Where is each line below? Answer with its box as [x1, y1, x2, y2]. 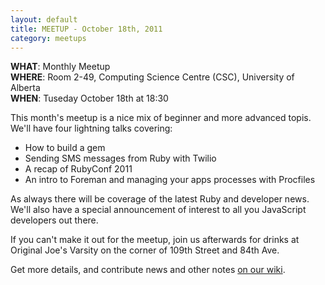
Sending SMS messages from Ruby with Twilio [24, 152, 217, 165]
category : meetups [10, 33, 87, 43]
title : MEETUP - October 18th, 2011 [10, 24, 163, 34]
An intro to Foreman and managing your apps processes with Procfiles [24, 174, 316, 186]
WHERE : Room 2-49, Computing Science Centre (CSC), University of [10, 71, 295, 83]
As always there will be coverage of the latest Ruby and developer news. [10, 193, 310, 205]
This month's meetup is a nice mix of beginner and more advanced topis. [10, 112, 312, 124]
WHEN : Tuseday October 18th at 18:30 [10, 92, 169, 105]
